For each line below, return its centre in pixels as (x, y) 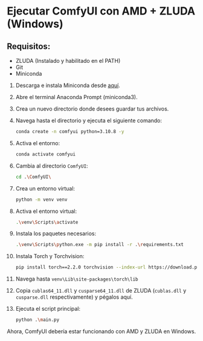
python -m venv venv (41, 200)
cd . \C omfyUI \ (33, 177)
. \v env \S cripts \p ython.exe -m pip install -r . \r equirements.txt (99, 245)
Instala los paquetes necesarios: (56, 233)
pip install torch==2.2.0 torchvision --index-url (81, 267)
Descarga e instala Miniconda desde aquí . (68, 85)
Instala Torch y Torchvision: (50, 256)
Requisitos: (29, 46)
